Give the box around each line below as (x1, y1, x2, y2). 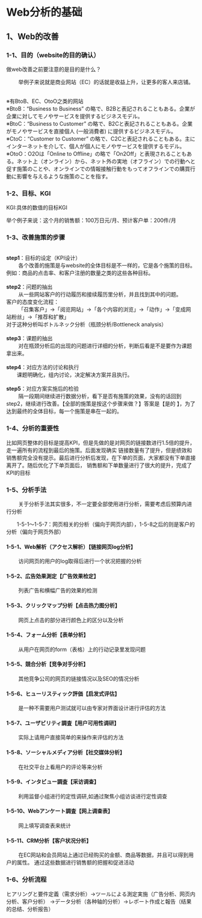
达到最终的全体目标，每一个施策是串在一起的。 (6, 408, 122, 415)
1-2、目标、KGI (6, 189, 51, 197)
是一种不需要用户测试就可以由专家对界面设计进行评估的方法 (17, 705, 166, 712)
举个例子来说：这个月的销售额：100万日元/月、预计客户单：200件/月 (6, 217, 176, 224)
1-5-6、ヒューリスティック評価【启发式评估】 (6, 690, 120, 697)
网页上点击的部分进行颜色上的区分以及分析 (17, 616, 124, 623)
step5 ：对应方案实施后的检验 (6, 385, 79, 393)
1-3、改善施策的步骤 (6, 233, 66, 242)
